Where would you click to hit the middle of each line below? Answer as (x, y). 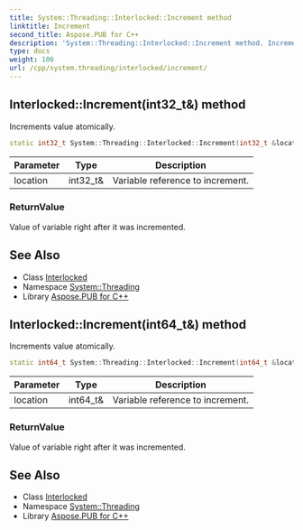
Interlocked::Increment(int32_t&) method (128, 105)
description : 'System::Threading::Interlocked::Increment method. (137, 43)
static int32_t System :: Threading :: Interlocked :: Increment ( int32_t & (143, 143)
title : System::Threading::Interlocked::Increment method (120, 18)
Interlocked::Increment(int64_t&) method (128, 325)
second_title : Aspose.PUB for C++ (74, 34)
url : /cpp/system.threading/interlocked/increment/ (108, 69)
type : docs (30, 51)
